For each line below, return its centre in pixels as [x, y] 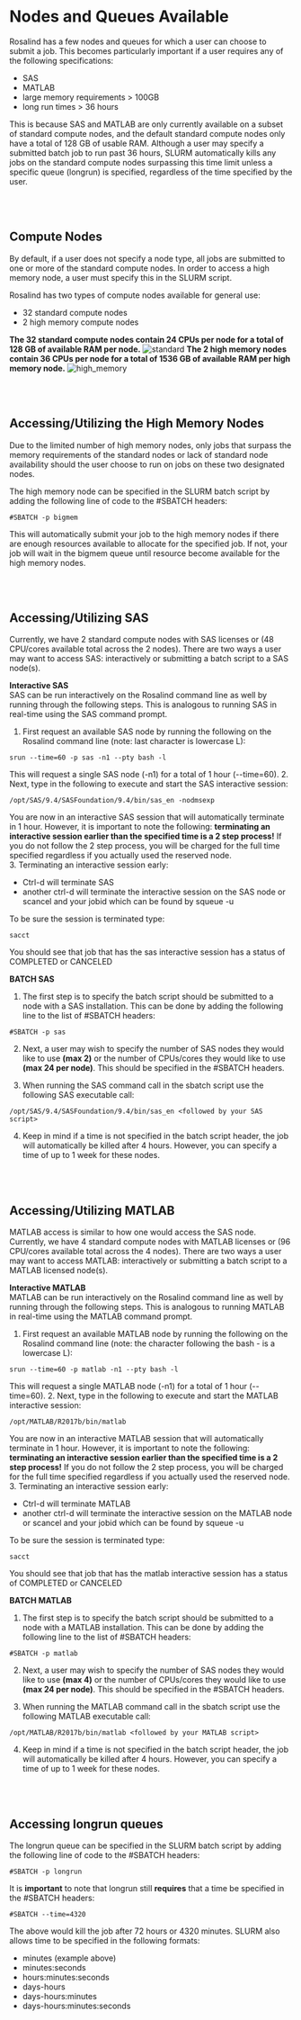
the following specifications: [62, 60]
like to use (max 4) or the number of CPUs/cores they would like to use [154, 1680]
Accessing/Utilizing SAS [79, 618]
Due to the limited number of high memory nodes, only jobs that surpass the [150, 445]
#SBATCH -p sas [38, 1032]
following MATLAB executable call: [86, 1717]
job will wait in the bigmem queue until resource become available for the [145, 553]
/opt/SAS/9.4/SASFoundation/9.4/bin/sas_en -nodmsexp [112, 801]
